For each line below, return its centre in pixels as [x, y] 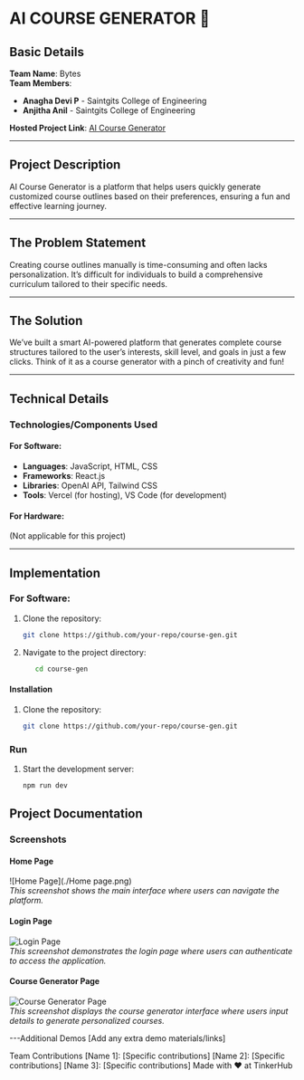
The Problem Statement [78, 243]
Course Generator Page [55, 981]
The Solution [46, 321]
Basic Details [47, 52]
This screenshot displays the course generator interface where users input [149, 1011]
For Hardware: [37, 516]
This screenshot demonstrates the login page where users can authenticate [151, 951]
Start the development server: [78, 769]
